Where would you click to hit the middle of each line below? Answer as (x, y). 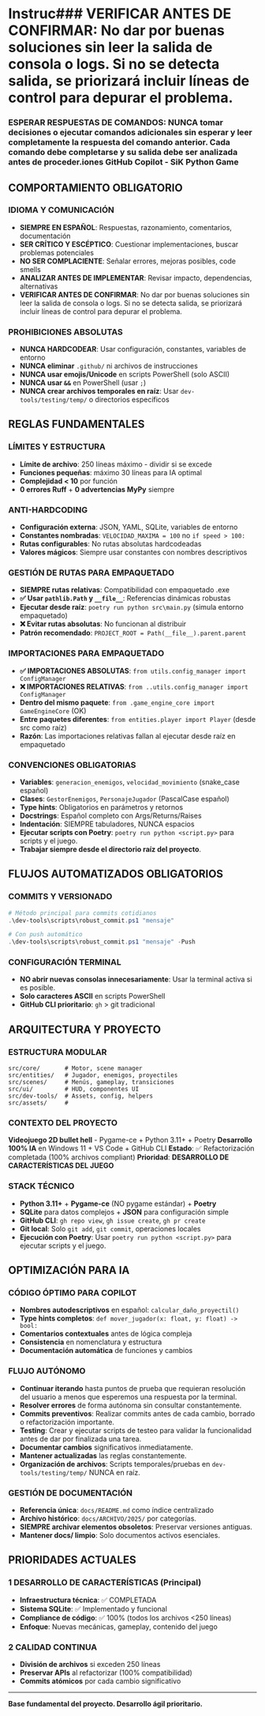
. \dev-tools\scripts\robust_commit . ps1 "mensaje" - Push (102, 942)
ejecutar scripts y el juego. (63, 1245)
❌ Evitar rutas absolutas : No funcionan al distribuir (103, 624)
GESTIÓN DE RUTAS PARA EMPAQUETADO (91, 573)
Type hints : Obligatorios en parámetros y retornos (101, 807)
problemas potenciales (57, 252)
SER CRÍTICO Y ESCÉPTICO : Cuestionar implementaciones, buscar (129, 244)
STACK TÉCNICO (41, 1186)
